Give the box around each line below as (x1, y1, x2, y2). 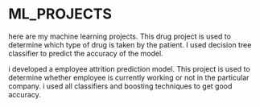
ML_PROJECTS (8, 5, 113, 23)
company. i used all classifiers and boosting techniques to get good (8, 81, 233, 91)
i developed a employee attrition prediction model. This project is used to (8, 64, 251, 73)
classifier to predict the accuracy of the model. (8, 48, 163, 58)
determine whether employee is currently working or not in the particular (8, 72, 250, 82)
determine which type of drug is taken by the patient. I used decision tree (8, 39, 252, 49)
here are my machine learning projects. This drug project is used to (8, 31, 232, 41)
